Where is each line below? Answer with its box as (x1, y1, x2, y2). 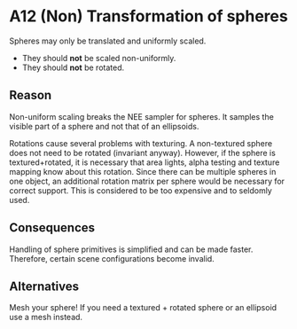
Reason (9, 88, 52, 103)
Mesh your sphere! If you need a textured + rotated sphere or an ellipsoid (9, 302, 277, 313)
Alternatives (9, 278, 80, 294)
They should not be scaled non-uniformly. (21, 52, 176, 63)
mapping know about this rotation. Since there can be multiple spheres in (9, 166, 277, 176)
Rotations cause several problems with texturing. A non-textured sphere (9, 137, 273, 148)
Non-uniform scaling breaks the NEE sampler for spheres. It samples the (9, 111, 275, 121)
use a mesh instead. (9, 312, 82, 323)
